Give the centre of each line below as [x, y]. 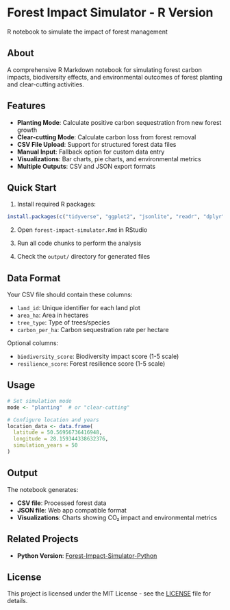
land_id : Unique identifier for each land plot [78, 308]
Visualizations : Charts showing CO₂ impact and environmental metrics [117, 517]
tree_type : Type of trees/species [63, 322]
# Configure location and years [53, 420]
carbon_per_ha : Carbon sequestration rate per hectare [93, 330]
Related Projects [43, 539]
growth [27, 130]
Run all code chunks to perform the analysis [79, 243]
